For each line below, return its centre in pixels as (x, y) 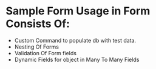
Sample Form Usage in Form (78, 11)
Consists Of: (38, 24)
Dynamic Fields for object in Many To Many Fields (77, 59)
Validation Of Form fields (46, 53)
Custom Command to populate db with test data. (75, 40)
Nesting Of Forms (36, 47)
